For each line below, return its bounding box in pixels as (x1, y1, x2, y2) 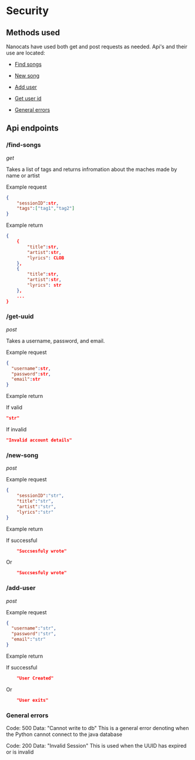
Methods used (6, 28, 60, 38)
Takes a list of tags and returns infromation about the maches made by (6, 166, 177, 173)
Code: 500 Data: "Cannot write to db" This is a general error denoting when (6, 725, 189, 731)
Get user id (14, 95, 42, 102)
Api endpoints (6, 123, 59, 133)
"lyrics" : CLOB (27, 255, 65, 261)
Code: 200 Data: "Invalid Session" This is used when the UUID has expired (6, 742, 187, 749)
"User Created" (16, 675, 54, 681)
